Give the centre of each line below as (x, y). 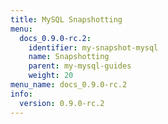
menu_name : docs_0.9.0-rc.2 (69, 85)
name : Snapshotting (69, 57)
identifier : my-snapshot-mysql (93, 47)
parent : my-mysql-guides (80, 66)
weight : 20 (51, 76)
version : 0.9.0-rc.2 (62, 103)
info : (21, 94)
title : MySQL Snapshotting (66, 19)
